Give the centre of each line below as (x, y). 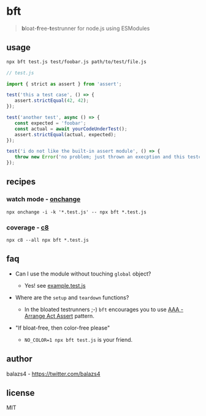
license (21, 393)
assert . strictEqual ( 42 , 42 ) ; (51, 101)
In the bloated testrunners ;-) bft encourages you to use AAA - (104, 309)
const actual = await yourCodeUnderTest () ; (71, 129)
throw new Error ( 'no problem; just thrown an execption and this (100, 157)
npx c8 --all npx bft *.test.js (48, 240)
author (19, 359)
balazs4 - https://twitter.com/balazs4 (53, 374)
